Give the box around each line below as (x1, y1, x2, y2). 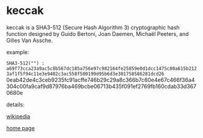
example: (6, 48, 29, 55)
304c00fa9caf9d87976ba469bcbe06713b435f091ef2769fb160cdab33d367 (6, 83, 196, 90)
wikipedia (6, 112, 30, 120)
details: (6, 101, 25, 108)
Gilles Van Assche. (6, 36, 53, 44)
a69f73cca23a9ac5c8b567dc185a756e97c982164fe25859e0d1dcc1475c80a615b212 (6, 65, 198, 72)
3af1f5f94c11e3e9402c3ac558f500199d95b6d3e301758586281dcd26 (6, 71, 165, 77)
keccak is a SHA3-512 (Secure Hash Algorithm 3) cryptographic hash (6, 24, 180, 31)
